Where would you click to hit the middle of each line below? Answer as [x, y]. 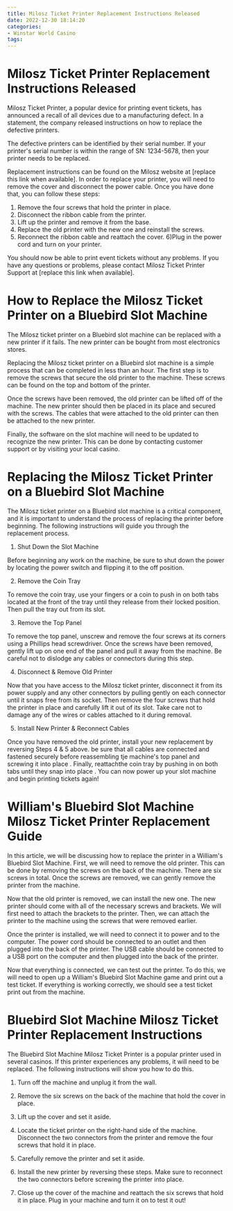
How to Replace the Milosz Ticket [105, 301]
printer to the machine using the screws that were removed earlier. [102, 920]
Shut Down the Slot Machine [58, 546]
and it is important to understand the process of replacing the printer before [115, 518]
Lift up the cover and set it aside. [64, 1116]
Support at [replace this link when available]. [71, 273]
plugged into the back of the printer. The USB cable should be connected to [115, 949]
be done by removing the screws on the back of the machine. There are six [114, 870]
